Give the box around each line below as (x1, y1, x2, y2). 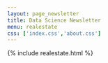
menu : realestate (7, 23, 58, 30)
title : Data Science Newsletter (7, 17, 101, 24)
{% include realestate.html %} (7, 49, 94, 57)
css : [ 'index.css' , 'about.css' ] (7, 29, 101, 37)
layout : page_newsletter (7, 10, 79, 17)
